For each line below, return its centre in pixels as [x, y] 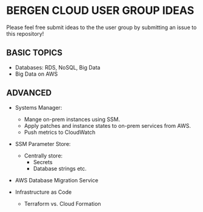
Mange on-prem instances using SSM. [72, 119]
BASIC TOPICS [34, 53]
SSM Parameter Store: [43, 144]
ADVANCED [29, 93]
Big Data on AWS [36, 74]
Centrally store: [43, 156]
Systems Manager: [38, 107]
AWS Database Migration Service [57, 180]
